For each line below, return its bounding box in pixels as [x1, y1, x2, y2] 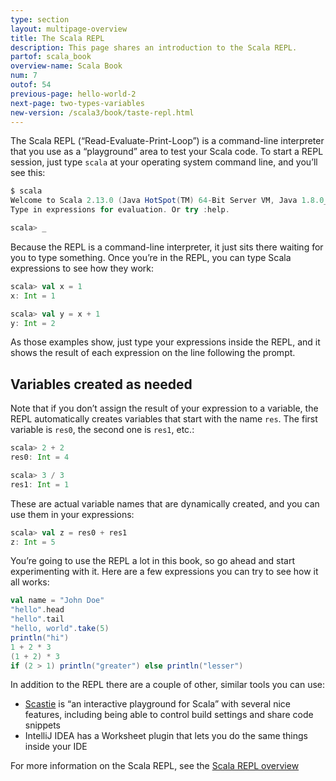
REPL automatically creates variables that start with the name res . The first [10, 413, 318, 425]
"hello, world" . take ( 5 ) [10, 624, 110, 634]
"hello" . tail [10, 614, 65, 625]
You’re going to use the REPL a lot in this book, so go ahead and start [10, 555, 296, 567]
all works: [10, 576, 50, 588]
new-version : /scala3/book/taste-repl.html [10, 107, 195, 118]
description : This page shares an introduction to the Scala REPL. [10, 42, 298, 53]
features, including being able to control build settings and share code [24, 709, 314, 721]
